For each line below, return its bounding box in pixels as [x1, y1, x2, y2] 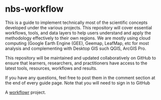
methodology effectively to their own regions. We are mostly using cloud [5, 35, 151, 41]
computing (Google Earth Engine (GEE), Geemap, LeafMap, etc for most [5, 40, 149, 46]
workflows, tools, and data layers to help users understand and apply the [5, 30, 151, 36]
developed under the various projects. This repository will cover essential [5, 24, 152, 30]
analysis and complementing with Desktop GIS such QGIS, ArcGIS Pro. [5, 45, 146, 51]
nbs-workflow [5, 3, 64, 15]
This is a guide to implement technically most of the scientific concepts [5, 20, 148, 25]
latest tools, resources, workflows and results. [5, 65, 97, 71]
